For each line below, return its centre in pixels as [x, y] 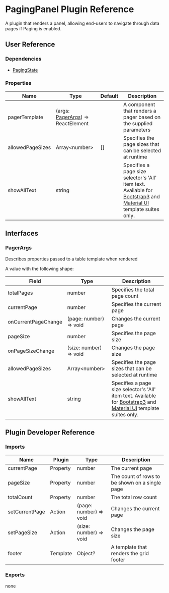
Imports [15, 447]
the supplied [138, 123]
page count [125, 296]
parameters [137, 130]
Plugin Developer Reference [50, 432]
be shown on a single [136, 483]
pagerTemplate [26, 117]
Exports [15, 575]
